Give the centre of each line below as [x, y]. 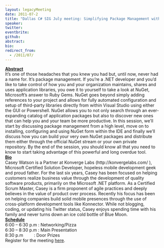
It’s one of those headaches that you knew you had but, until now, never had [82, 74]
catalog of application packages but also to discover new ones [91, 116]
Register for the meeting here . [35, 241]
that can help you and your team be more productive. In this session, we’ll [79, 121]
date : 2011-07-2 [21, 14]
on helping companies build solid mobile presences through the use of [76, 199]
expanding [16, 116]
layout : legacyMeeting [28, 10]
